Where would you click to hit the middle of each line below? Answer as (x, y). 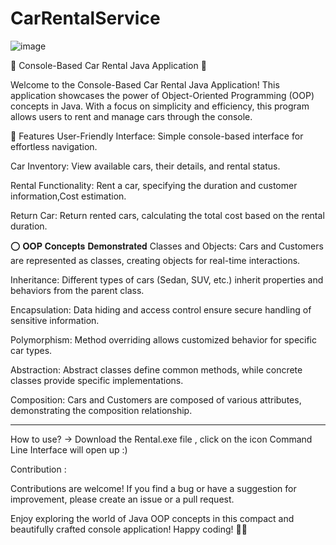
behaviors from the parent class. (77, 290)
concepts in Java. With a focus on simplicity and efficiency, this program (160, 106)
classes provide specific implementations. (97, 380)
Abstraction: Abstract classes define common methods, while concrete (156, 369)
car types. (31, 350)
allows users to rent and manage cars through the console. (131, 116)
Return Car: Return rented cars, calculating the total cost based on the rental (167, 215)
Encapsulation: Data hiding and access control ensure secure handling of (161, 309)
